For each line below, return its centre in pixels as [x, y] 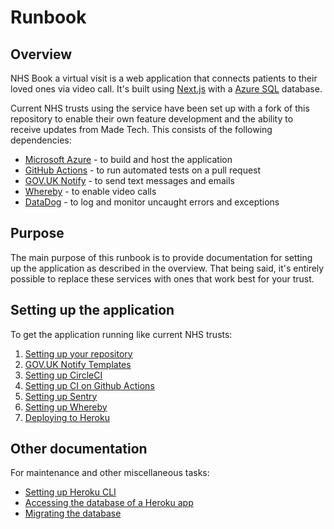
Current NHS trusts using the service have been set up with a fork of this [160, 108]
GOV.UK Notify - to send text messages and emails [129, 180]
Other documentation [79, 449]
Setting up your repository [78, 353]
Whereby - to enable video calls [90, 191]
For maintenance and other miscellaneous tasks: [110, 473]
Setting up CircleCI [63, 375]
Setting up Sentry [61, 396]
